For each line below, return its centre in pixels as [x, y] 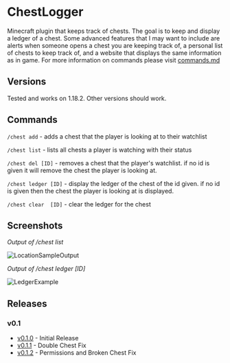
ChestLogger [45, 12]
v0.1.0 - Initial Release [48, 338]
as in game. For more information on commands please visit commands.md [114, 60]
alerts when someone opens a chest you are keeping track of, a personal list [115, 45]
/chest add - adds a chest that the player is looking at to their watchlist [107, 136]
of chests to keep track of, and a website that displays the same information [114, 53]
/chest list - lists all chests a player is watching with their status [100, 150]
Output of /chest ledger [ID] [46, 269]
